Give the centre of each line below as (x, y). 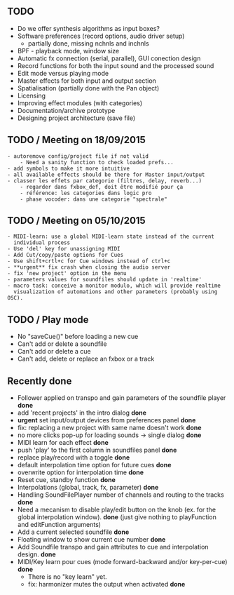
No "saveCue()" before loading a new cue (78, 337)
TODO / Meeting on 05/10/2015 (76, 221)
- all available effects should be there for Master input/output (106, 175)
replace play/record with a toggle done (74, 457)
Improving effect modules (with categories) (80, 103)
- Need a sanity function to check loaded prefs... (97, 162)
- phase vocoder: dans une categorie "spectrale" (94, 199)
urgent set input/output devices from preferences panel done (106, 420)
